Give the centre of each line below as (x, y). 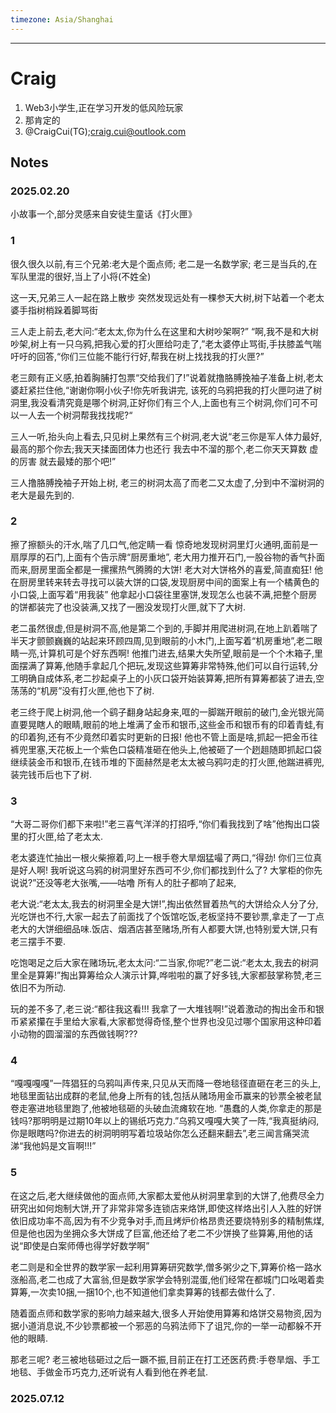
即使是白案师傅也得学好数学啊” (86, 1245)
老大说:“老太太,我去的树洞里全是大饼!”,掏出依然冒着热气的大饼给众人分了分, (164, 904)
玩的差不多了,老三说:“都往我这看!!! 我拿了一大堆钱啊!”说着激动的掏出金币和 (163, 1009)
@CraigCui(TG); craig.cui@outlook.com (105, 131)
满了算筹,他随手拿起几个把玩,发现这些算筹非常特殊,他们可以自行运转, (168, 665)
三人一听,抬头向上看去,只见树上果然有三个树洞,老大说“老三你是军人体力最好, (166, 436)
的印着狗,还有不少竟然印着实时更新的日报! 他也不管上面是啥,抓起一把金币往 (164, 737)
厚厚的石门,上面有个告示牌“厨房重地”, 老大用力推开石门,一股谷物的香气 (163, 557)
